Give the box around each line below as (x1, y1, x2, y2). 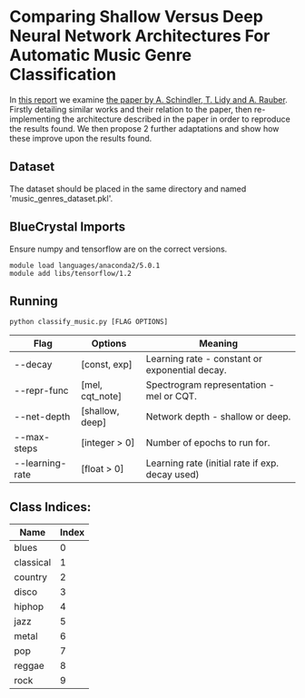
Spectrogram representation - (145, 378, 275, 391)
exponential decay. (145, 364, 227, 377)
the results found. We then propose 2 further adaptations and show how (9, 123, 280, 133)
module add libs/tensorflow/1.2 (9, 269, 132, 278)
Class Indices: (9, 499, 92, 515)
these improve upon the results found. (9, 133, 152, 143)
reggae (14, 660, 45, 673)
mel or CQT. (145, 390, 198, 403)
